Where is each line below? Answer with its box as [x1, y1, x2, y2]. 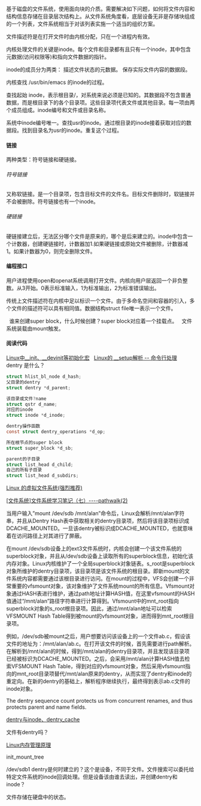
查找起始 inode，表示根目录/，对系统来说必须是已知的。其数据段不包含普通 [6, 92, 191, 98]
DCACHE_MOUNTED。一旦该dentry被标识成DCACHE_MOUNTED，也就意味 [6, 525, 193, 532]
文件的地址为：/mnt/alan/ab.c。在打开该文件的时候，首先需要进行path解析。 [6, 640, 195, 648]
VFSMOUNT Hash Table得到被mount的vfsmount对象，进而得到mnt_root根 [6, 612, 190, 619]
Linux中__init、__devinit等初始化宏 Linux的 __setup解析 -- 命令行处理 [6, 354, 178, 362]
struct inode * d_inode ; [6, 413, 66, 419]
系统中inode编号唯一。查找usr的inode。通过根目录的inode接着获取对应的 [6, 119, 187, 126]
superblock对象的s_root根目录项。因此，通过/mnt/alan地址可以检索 [6, 605, 172, 612]
